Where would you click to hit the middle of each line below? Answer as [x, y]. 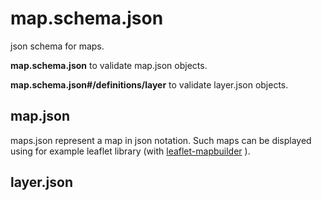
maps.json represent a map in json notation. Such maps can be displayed [161, 140]
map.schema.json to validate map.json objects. [109, 65]
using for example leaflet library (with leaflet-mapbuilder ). [130, 151]
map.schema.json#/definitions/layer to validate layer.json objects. [149, 84]
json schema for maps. [57, 46]
